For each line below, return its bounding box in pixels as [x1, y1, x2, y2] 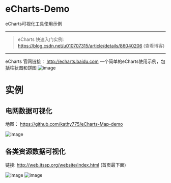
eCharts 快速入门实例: [17, 36, 64, 42]
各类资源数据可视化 [5, 147, 66, 156]
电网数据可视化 [5, 106, 52, 115]
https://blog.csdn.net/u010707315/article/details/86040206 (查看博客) [17, 42, 165, 49]
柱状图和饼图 [9, 64, 37, 71]
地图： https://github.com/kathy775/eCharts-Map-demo [5, 121, 123, 127]
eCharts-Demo [5, 3, 70, 15]
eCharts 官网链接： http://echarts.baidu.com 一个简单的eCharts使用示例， [5, 58, 161, 64]
